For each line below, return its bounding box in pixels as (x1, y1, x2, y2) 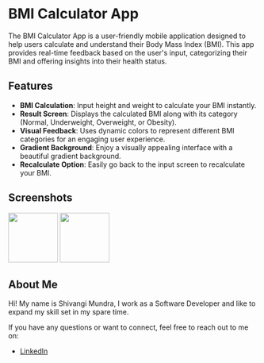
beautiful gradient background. (19, 151, 121, 160)
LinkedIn (19, 346, 48, 356)
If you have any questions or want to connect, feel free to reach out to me (8, 322, 249, 332)
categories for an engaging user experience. (19, 134, 166, 144)
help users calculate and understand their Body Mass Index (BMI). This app (8, 39, 254, 48)
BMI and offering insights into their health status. (8, 56, 167, 66)
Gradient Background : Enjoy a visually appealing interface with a (19, 142, 233, 152)
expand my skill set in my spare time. (8, 307, 129, 317)
